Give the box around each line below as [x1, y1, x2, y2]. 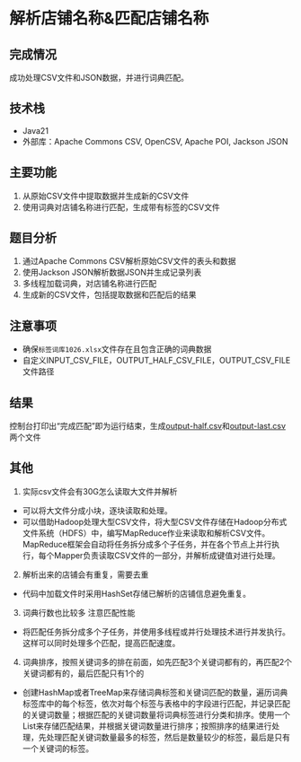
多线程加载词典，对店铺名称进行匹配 [22, 278, 157, 289]
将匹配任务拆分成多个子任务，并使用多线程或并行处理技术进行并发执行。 [22, 626, 290, 637]
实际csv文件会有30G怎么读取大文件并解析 [22, 486, 178, 496]
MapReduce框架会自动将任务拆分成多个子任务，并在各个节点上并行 [22, 539, 272, 549]
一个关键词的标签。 [22, 742, 94, 754]
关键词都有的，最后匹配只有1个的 [22, 668, 145, 679]
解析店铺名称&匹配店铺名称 [9, 8, 209, 29]
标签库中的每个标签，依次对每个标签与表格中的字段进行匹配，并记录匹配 [22, 697, 290, 709]
